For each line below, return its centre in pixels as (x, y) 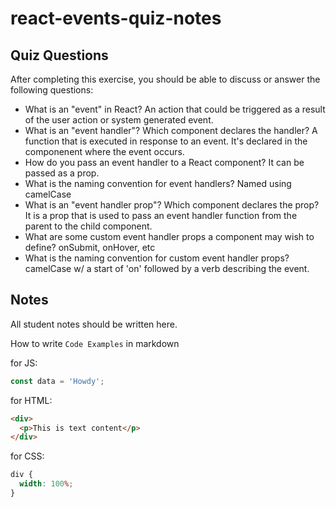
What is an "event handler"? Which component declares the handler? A (171, 130)
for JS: (24, 363)
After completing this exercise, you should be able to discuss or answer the (165, 79)
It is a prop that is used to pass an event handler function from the (161, 215)
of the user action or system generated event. (119, 120)
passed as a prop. (62, 173)
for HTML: (31, 400)
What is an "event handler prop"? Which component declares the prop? (172, 205)
